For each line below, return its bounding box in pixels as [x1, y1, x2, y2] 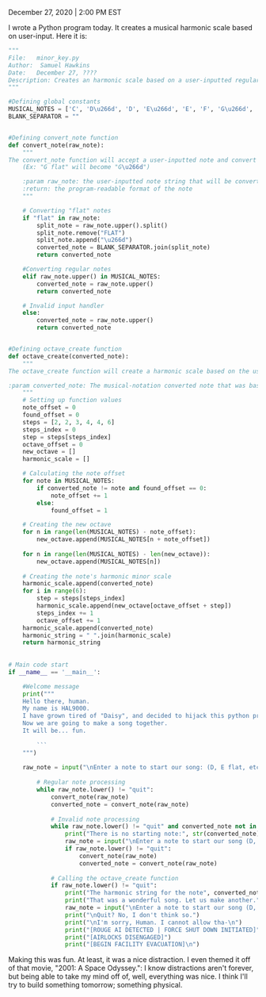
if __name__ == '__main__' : [8, 668, 101, 676]
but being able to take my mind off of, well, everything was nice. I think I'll [8, 972, 248, 981]
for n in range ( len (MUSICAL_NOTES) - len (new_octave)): [22, 550, 211, 558]
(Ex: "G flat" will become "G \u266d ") [22, 163, 150, 171]
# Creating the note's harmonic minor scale [22, 572, 172, 581]
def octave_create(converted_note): [8, 352, 129, 360]
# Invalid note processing [50, 815, 140, 823]
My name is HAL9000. [22, 704, 90, 713]
